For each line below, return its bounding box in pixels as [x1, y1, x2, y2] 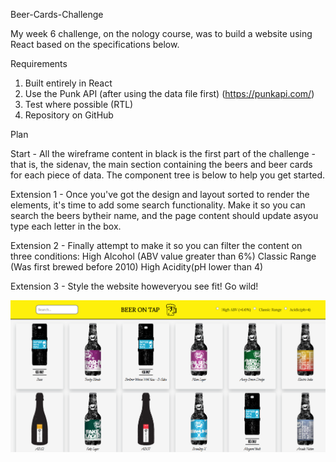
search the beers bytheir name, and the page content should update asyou [10, 210, 319, 221]
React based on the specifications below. [10, 39, 180, 50]
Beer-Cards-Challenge [10, 9, 104, 20]
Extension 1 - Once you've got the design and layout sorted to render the [10, 189, 310, 200]
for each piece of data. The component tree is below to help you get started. [10, 169, 326, 181]
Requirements [10, 58, 68, 69]
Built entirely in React [24, 77, 113, 89]
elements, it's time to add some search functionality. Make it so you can [10, 199, 306, 211]
